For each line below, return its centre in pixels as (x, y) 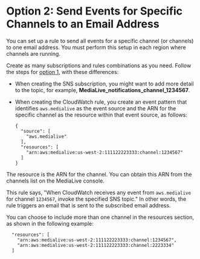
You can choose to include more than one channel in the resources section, (100, 217)
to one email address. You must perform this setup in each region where (96, 47)
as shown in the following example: (50, 223)
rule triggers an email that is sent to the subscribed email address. (89, 205)
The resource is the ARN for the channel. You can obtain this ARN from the (99, 174)
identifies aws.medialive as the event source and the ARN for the (95, 108)
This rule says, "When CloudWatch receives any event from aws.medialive (99, 192)
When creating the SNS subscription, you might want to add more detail (105, 84)
